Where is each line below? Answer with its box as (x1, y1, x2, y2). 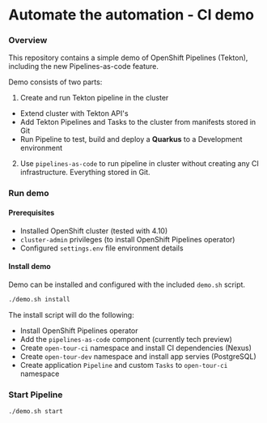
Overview (8, 35, 48, 46)
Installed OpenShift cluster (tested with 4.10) (19, 225, 168, 236)
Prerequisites (8, 208, 55, 217)
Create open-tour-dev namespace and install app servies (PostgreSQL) (19, 351, 256, 361)
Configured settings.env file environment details (19, 243, 184, 253)
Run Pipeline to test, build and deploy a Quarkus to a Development (19, 135, 243, 144)
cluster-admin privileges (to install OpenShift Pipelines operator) (19, 234, 235, 244)
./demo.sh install (8, 295, 70, 303)
